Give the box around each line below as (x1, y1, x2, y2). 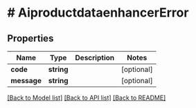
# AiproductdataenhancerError (7, 5, 189, 21)
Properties (7, 33, 54, 44)
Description (75, 53, 115, 62)
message (10, 76, 42, 85)
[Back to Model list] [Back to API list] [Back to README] (7, 93, 166, 102)
